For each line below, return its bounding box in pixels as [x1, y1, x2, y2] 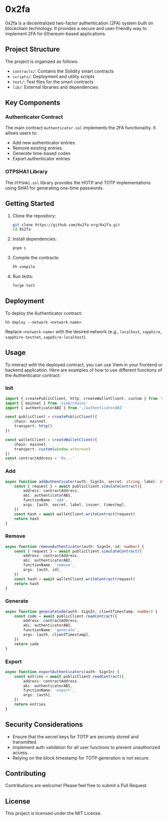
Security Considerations [5, 721, 83, 729]
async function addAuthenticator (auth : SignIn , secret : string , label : [5, 479, 157, 484]
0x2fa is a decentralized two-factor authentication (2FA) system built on [5, 20, 153, 26]
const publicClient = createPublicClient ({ [5, 414, 97, 419]
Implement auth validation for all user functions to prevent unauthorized [12, 744, 160, 750]
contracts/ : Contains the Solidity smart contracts [12, 68, 114, 74]
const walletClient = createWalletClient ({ [5, 437, 97, 442]
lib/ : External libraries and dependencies [12, 84, 98, 90]
